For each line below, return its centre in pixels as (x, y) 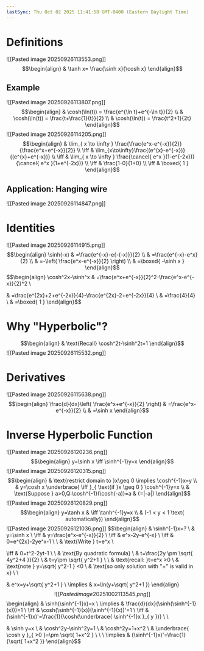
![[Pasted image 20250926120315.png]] (56, 471)
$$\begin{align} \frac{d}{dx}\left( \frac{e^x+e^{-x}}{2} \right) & (87, 404)
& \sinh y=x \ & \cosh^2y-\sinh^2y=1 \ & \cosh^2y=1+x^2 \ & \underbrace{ (98, 628)
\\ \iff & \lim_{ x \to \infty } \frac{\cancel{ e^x (107, 157)
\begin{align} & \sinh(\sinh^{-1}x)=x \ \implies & (65, 603)
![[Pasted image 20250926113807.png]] (56, 102)
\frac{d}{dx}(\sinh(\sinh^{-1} (161, 603)
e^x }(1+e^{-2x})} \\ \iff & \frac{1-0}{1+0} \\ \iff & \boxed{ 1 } (114, 163)
